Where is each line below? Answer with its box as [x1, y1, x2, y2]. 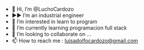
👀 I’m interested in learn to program [11, 18, 98, 25]
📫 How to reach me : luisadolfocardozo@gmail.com [11, 37, 138, 44]
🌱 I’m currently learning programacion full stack [11, 24, 128, 31]
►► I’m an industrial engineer [11, 12, 84, 19]
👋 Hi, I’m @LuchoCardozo [11, 6, 75, 12]
